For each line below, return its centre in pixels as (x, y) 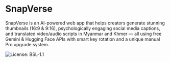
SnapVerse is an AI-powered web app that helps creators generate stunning (85, 23)
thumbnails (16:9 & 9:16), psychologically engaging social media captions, (83, 28)
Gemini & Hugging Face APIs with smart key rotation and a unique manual (83, 39)
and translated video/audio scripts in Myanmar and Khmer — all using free (83, 34)
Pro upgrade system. (27, 44)
